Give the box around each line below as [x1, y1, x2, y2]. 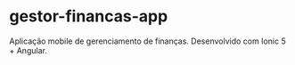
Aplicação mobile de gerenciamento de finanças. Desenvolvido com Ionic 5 [9, 36, 287, 46]
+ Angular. [9, 45, 47, 55]
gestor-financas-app [9, 6, 168, 27]
